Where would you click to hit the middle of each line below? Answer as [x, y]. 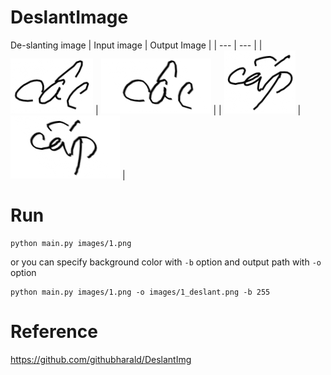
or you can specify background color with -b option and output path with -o [166, 262]
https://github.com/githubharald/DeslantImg [101, 359]
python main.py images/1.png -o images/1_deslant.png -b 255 [140, 292]
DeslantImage [69, 17]
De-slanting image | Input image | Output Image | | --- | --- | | [136, 45]
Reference [54, 332]
